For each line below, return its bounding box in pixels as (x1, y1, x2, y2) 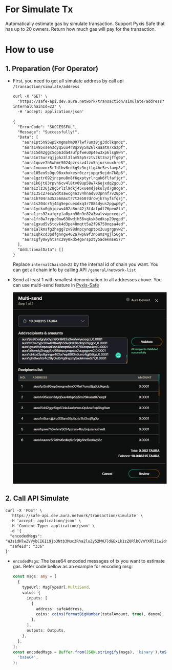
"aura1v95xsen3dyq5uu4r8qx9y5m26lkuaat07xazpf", (22, 145, 128, 150)
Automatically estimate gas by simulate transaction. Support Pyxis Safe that (5, 20, 165, 27)
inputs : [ (26, 595, 48, 600)
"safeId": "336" (10, 544, 45, 549)
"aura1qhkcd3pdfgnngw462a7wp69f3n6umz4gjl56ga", (22, 232, 128, 237)
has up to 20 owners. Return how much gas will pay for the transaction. (5, 26, 156, 32)
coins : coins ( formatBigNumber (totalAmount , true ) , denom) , (35, 612, 165, 617)
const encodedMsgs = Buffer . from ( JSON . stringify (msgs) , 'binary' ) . (12, 650, 160, 655)
